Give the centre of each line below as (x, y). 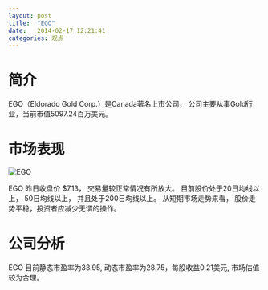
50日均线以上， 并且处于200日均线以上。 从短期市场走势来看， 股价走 (140, 199)
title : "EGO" (32, 23)
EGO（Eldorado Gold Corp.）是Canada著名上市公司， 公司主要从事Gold (127, 104)
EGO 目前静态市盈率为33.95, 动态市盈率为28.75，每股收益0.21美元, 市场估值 (134, 268)
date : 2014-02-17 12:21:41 (57, 30)
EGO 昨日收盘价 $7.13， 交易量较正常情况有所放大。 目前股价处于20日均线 (131, 188)
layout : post (30, 16)
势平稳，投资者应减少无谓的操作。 (65, 208)
